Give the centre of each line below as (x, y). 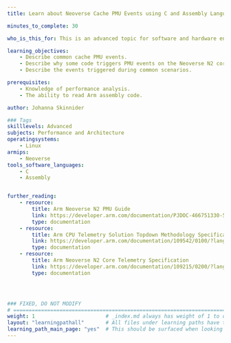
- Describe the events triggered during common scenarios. (106, 70)
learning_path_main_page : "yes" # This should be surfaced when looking (115, 329)
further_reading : (32, 196)
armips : (18, 152)
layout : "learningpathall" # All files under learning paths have (113, 323)
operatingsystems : (33, 139)
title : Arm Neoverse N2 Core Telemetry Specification (110, 260)
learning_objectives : (38, 51)
